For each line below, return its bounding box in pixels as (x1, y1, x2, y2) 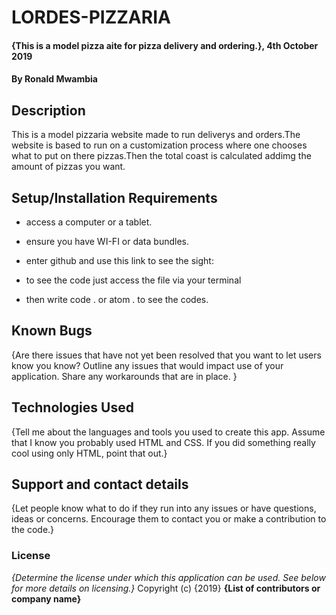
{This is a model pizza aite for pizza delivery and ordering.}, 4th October (11, 39, 319, 51)
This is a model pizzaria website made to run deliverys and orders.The (11, 129, 301, 141)
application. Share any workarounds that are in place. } (11, 370, 238, 382)
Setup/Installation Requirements (11, 189, 218, 206)
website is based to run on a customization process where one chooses (11, 139, 308, 151)
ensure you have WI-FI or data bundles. (25, 236, 189, 247)
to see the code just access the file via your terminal (25, 274, 242, 286)
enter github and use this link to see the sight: (25, 255, 214, 266)
